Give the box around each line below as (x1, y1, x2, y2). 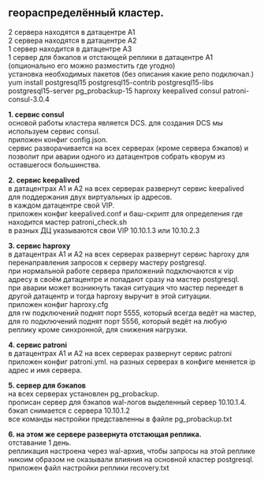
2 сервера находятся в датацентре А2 (8, 36, 137, 45)
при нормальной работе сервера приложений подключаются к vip (8, 266, 234, 276)
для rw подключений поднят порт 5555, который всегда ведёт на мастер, (8, 308, 257, 317)
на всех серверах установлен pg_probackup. (8, 388, 160, 398)
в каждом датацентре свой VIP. (8, 201, 115, 210)
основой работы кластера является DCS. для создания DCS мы (8, 118, 223, 127)
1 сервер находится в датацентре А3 (8, 43, 132, 54)
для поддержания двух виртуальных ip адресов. (8, 192, 173, 201)
